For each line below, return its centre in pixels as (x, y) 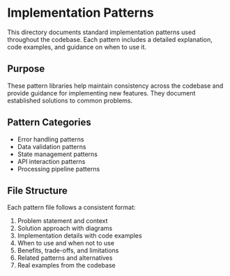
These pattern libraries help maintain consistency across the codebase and (115, 86)
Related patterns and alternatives (65, 258)
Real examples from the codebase (67, 266)
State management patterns (57, 154)
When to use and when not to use (66, 243)
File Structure (37, 191)
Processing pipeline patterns (59, 169)
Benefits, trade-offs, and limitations (68, 251)
